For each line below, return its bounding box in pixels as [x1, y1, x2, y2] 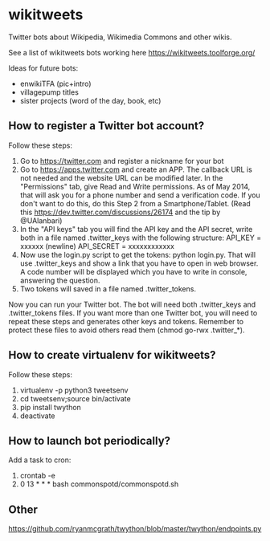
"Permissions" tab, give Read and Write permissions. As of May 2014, [19, 181, 251, 191]
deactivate [19, 411, 55, 421]
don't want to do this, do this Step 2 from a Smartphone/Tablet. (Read [19, 198, 251, 208]
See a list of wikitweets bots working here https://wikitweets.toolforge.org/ [8, 47, 256, 57]
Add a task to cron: [8, 455, 72, 465]
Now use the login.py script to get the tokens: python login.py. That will [19, 250, 256, 259]
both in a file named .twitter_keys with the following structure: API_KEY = [19, 233, 262, 242]
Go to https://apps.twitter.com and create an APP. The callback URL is [19, 165, 253, 174]
